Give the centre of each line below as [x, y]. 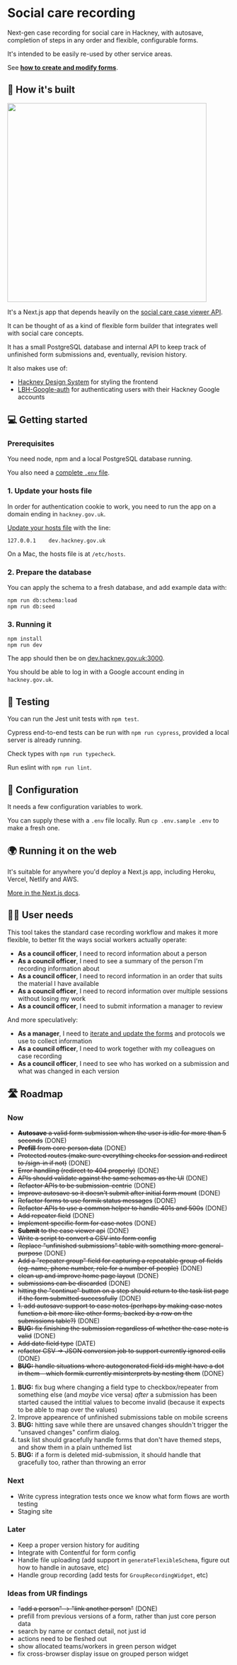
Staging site [35, 1511]
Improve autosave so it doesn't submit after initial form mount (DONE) [119, 1193]
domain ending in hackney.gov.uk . [57, 514]
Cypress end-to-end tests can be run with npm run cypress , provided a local [118, 733]
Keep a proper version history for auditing [79, 1545]
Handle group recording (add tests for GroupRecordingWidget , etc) [113, 1574]
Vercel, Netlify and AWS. [43, 879]
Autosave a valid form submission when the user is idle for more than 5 [122, 1133]
